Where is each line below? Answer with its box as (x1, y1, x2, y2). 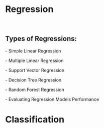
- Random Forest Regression (5, 86, 64, 92)
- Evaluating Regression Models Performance (5, 96, 99, 102)
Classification (5, 113, 64, 125)
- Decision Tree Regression (5, 76, 62, 83)
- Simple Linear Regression (5, 47, 61, 53)
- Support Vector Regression (5, 67, 64, 73)
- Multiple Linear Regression (5, 57, 64, 63)
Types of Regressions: (5, 34, 77, 43)
